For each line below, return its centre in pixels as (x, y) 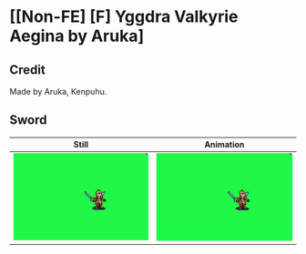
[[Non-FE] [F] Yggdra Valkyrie (124, 17)
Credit (27, 70)
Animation (224, 145)
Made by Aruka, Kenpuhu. (58, 91)
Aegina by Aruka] (76, 36)
